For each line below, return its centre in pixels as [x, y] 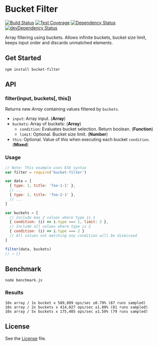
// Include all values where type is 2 [50, 227]
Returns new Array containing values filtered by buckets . [62, 109]
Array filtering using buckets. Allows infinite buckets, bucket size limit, [76, 37]
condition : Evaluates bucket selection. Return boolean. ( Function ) [86, 129]
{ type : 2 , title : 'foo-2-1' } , [43, 195]
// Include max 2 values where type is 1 [53, 217]
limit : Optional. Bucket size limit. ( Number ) [64, 134]
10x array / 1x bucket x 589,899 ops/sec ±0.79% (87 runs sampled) [76, 303]
